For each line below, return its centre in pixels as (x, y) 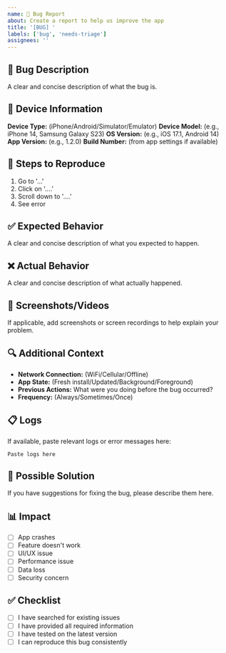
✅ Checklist (34, 601)
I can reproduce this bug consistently (72, 642)
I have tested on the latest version (67, 634)
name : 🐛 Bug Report (36, 14)
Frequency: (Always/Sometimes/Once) (75, 397)
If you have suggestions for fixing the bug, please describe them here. (111, 493)
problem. (21, 330)
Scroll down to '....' (45, 196)
